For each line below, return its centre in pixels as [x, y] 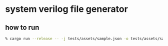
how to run [22, 27]
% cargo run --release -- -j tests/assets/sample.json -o [67, 39]
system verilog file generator [67, 9]
